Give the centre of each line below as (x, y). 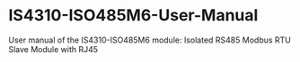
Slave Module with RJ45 (53, 49)
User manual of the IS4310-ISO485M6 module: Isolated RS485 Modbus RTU (150, 40)
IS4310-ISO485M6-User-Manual (133, 15)
